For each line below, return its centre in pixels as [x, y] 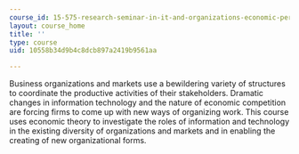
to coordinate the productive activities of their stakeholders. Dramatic [137, 93]
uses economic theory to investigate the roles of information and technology [149, 122]
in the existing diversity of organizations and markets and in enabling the [142, 131]
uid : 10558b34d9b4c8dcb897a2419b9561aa [83, 51]
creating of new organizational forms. [78, 141]
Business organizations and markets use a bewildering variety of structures [148, 84]
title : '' [28, 34]
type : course [33, 42]
